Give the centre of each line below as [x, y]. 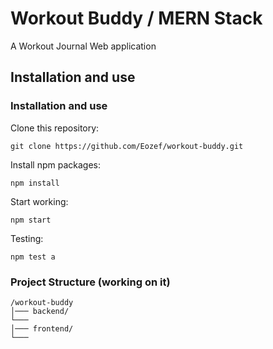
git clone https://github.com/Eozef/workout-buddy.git [127, 146]
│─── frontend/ [42, 328]
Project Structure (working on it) [90, 282]
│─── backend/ [40, 311]
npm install [35, 183]
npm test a [33, 257]
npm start [31, 220]
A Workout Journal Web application [83, 46]
